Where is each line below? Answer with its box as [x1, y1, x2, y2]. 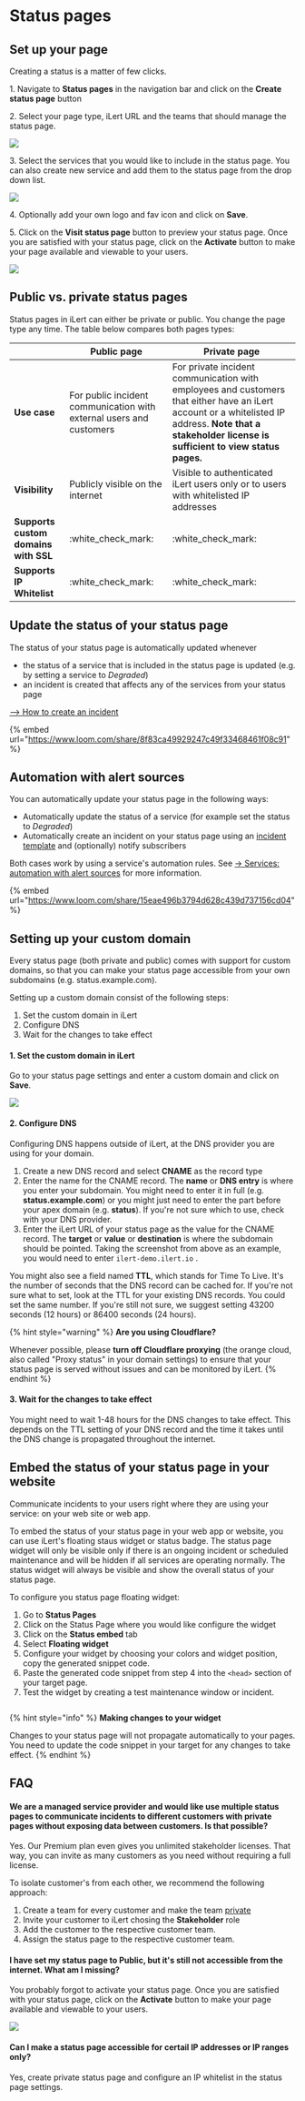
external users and [69, 411, 149, 424]
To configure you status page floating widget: [9, 1591, 180, 1602]
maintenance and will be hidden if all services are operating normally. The [9, 1554, 286, 1566]
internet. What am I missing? [9, 1964, 121, 1975]
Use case [14, 406, 55, 419]
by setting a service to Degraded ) [22, 669, 149, 680]
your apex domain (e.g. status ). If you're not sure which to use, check [22, 1203, 284, 1215]
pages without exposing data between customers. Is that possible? [9, 1820, 269, 1831]
